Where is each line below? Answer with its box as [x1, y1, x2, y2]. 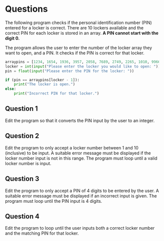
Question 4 [5, 212, 40, 220]
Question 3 [5, 175, 40, 183]
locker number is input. [5, 160, 52, 166]
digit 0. [5, 35, 20, 41]
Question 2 [5, 132, 40, 140]
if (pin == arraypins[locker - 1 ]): [5, 77, 80, 82]
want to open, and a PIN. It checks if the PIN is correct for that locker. [5, 50, 145, 56]
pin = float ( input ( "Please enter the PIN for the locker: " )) [5, 69, 134, 73]
